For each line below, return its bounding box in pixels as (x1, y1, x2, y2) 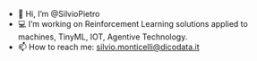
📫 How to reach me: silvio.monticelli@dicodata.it (17, 41, 200, 52)
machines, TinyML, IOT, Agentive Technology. (17, 31, 188, 42)
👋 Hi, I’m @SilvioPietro (17, 9, 100, 19)
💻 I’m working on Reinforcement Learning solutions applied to (17, 19, 248, 29)
